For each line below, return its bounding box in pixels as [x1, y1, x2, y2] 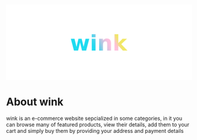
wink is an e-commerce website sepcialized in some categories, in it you [6, 115, 183, 122]
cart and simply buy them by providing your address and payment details [6, 127, 184, 134]
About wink [6, 95, 64, 108]
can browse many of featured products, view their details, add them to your [6, 121, 190, 128]
